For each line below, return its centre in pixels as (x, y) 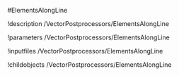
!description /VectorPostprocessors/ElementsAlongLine (88, 24)
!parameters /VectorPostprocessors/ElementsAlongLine (88, 37)
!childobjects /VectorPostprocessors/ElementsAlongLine (89, 65)
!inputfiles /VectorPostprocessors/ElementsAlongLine (85, 51)
